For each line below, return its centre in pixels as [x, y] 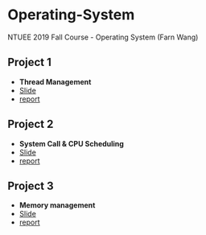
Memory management [57, 205]
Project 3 [31, 186]
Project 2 [31, 124]
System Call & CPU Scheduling [71, 143]
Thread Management [55, 81]
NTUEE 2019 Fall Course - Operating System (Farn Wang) [103, 37]
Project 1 [29, 62]
